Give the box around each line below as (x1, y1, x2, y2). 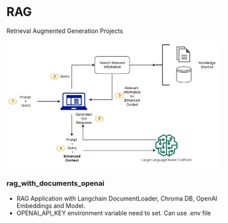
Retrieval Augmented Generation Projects (6, 27, 124, 35)
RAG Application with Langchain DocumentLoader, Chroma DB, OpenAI (16, 194, 218, 202)
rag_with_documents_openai (6, 179, 105, 188)
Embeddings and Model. (16, 201, 86, 209)
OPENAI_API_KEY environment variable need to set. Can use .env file (16, 209, 212, 217)
